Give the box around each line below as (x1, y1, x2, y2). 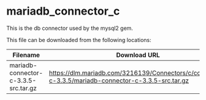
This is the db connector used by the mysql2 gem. (6, 24, 134, 32)
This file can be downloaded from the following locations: (6, 36, 151, 43)
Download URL (116, 51, 161, 59)
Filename (12, 51, 40, 59)
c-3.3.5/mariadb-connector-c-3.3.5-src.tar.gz (48, 76, 189, 85)
